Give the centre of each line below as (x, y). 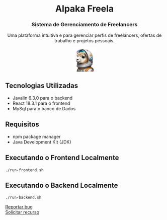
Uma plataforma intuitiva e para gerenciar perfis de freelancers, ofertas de (85, 35)
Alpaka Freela (85, 9)
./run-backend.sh (23, 198)
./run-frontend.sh (24, 170)
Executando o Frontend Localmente (62, 158)
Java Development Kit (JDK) (42, 142)
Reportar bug (19, 207)
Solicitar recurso (22, 212)
